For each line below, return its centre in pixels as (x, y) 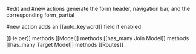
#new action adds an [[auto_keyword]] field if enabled (73, 27)
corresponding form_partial (40, 15)
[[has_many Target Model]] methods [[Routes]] (65, 45)
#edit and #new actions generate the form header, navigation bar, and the (98, 9)
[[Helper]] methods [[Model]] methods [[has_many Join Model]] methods (98, 38)
